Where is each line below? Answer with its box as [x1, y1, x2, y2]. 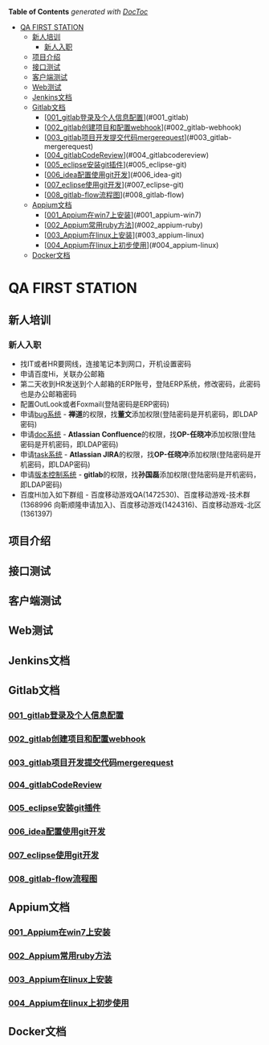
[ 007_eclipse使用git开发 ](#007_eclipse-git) [43, 180, 185, 189]
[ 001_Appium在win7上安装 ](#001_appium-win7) [43, 210, 202, 220]
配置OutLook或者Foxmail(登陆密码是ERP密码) [19, 399, 170, 409]
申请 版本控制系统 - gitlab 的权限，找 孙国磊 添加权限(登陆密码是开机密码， [19, 469, 261, 479]
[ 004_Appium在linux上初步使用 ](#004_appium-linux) [43, 241, 219, 250]
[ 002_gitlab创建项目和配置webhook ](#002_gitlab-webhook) [43, 122, 243, 132]
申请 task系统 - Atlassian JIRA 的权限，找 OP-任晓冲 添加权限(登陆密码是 [19, 449, 255, 459]
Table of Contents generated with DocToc [8, 7, 149, 16]
